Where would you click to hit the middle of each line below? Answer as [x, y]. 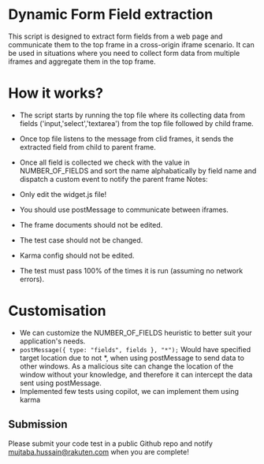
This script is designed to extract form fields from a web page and [115, 36]
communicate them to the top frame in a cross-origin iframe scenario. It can [131, 44]
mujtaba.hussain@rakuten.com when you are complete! [99, 451]
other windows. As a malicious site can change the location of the [126, 366]
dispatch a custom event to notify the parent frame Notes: [113, 179]
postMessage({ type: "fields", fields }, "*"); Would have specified [135, 349]
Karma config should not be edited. [77, 255]
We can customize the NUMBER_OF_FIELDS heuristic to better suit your [136, 332]
